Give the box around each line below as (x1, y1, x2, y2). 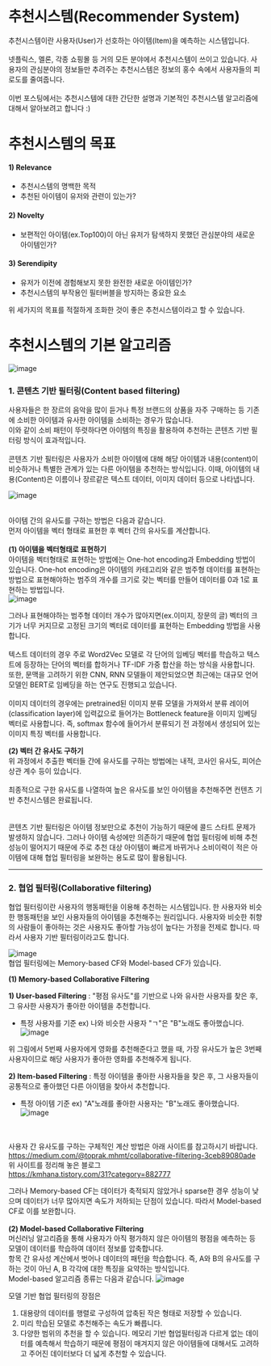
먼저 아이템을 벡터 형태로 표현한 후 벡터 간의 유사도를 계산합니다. (8, 525, 211, 535)
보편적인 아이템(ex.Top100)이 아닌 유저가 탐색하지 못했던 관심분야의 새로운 (19, 230, 256, 239)
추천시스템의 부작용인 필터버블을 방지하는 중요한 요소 (19, 288, 187, 297)
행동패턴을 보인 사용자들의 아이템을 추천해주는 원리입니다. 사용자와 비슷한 (16, 913, 248, 922)
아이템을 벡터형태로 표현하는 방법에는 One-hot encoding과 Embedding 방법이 (8, 554, 256, 564)
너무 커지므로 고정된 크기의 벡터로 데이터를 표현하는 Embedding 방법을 (23, 620, 246, 630)
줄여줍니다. (29, 74, 65, 84)
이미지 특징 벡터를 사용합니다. (8, 728, 102, 738)
